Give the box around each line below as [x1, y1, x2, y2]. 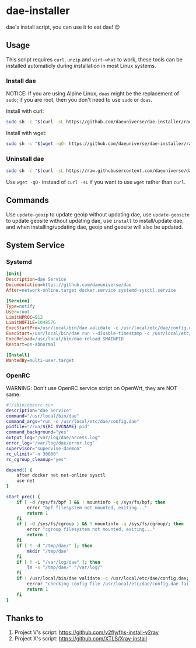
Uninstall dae [6, 154, 44, 163]
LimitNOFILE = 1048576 [6, 320, 57, 326]
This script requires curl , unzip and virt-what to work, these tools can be [6, 56, 183, 63]
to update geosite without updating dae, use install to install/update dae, [6, 217, 184, 224]
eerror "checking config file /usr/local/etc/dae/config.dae [27, 581, 179, 587]
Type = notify [6, 303, 35, 309]
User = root [6, 309, 30, 315]
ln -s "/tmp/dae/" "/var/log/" [27, 564, 103, 571]
